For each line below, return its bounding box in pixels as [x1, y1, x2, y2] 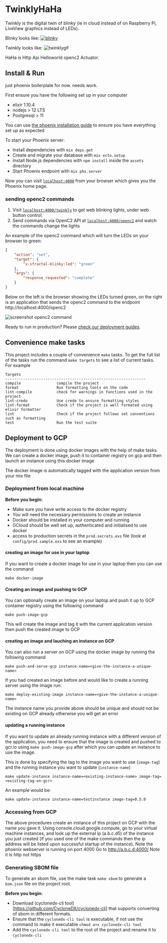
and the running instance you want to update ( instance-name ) [5, 764, 131, 770]
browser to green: [5, 238, 42, 244]
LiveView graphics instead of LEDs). [5, 25, 79, 31]
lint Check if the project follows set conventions [5, 411, 155, 416]
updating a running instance [5, 722, 65, 728]
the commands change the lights [12, 223, 80, 229]
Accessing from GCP [5, 808, 57, 815]
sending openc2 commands [5, 195, 74, 202]
